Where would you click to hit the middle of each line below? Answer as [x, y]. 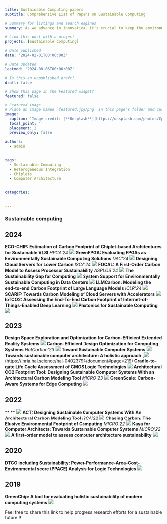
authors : [14, 142]
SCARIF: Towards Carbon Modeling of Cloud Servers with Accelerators [80, 294]
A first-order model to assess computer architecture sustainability [81, 435]
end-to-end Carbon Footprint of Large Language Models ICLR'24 [73, 288]
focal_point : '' [26, 123]
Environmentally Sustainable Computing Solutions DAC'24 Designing [81, 259]
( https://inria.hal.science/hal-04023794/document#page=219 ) [69, 361]
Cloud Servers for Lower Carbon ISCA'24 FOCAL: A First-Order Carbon [83, 265]
